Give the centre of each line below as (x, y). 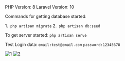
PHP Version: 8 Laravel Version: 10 (40, 7)
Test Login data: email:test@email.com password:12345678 (63, 45)
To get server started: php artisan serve (46, 35)
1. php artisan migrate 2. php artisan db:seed (53, 26)
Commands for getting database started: (46, 16)
